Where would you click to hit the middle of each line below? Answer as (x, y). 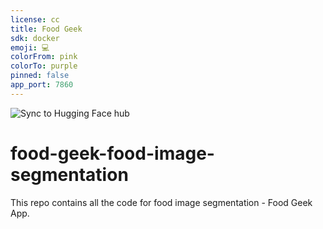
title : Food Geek (46, 29)
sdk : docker (35, 38)
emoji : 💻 (30, 47)
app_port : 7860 (42, 85)
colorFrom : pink (44, 57)
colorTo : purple (44, 66)
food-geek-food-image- (112, 153)
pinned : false (40, 76)
